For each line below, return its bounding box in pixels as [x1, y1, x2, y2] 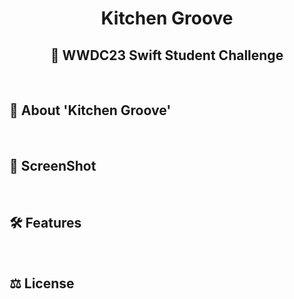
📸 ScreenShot [9, 158, 97, 175]
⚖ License [9, 275, 75, 292]
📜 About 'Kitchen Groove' [9, 102, 172, 119]
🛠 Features [9, 215, 82, 232]
